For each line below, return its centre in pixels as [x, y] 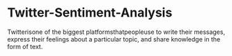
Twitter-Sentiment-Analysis [90, 13]
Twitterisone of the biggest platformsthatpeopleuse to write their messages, [116, 32]
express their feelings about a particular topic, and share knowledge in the [114, 39]
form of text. [25, 46]
